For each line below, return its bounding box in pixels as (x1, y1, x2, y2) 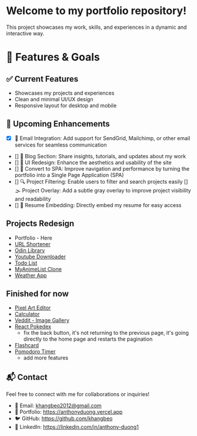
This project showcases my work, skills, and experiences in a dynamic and (6, 24, 187, 31)
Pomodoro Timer (14, 348, 56, 355)
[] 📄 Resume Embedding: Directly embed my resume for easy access (14, 201, 182, 208)
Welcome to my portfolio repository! (6, 4, 187, 18)
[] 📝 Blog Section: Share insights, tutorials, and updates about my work (14, 152, 186, 159)
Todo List (14, 259, 38, 266)
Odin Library (14, 247, 45, 254)
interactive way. (6, 29, 45, 36)
